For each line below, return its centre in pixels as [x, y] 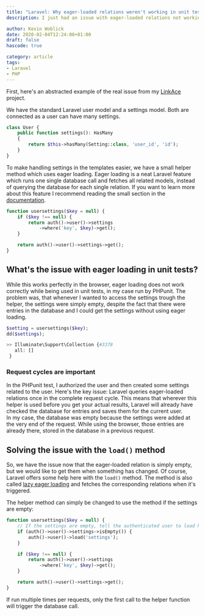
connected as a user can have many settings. [63, 116]
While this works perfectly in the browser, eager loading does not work [95, 284]
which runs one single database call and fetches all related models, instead [101, 180]
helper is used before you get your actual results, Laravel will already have [100, 405]
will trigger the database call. [43, 606]
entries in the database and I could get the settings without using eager [96, 310]
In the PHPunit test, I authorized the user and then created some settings [98, 385]
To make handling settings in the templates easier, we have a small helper [99, 167]
